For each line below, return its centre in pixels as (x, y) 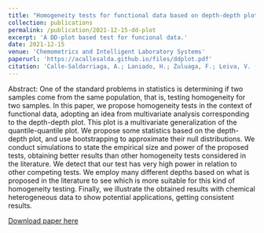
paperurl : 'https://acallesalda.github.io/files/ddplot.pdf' (110, 60)
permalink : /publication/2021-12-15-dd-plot (82, 30)
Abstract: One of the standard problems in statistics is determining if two (126, 89)
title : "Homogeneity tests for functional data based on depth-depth (125, 15)
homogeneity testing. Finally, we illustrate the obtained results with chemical (132, 188)
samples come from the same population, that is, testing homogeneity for (127, 97)
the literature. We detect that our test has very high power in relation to (123, 164)
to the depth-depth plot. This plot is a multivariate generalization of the (123, 122)
